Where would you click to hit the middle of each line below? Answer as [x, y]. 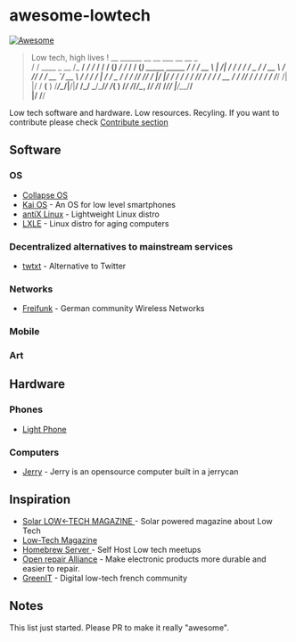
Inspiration [40, 500]
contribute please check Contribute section [89, 122]
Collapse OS [45, 195]
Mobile [25, 332]
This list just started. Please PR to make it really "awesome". [119, 627]
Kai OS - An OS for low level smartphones [99, 204]
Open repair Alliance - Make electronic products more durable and [144, 559]
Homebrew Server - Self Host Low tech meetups [111, 549]
